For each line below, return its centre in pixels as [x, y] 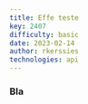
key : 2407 [28, 26]
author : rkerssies [44, 52]
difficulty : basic [44, 34]
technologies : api [44, 60]
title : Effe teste [44, 18]
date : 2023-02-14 [42, 43]
